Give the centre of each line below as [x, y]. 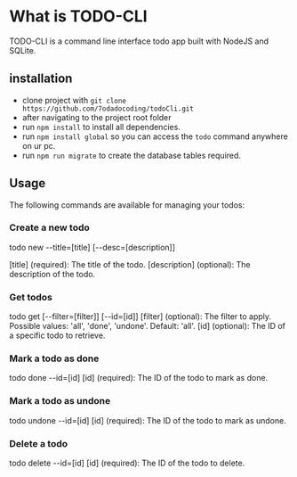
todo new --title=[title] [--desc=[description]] [92, 247]
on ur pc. [39, 145]
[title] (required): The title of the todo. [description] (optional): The [130, 264]
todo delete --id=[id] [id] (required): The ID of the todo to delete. [127, 463]
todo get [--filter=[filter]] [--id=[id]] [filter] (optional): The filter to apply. [140, 317]
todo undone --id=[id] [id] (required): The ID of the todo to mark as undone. [148, 420]
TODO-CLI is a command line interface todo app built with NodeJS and [139, 41]
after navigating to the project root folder [96, 117]
